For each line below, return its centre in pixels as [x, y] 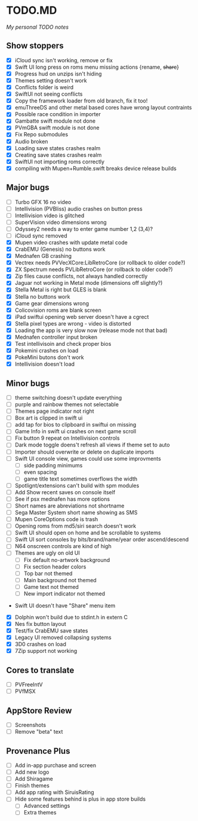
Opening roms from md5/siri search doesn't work [75, 526]
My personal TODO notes [38, 27]
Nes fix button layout [41, 624]
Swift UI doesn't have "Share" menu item [65, 606]
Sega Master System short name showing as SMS [76, 513]
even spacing [40, 472]
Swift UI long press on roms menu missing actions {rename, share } [97, 67]
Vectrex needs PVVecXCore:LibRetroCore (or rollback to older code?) [100, 263]
